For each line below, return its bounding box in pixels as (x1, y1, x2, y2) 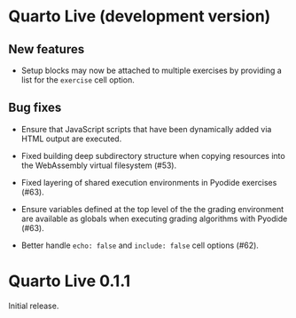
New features (8, 42, 85, 57)
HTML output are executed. (20, 133, 122, 144)
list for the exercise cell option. (20, 75, 135, 85)
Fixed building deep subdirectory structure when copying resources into (20, 150, 285, 161)
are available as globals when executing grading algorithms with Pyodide (20, 213, 288, 224)
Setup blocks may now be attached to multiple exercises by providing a (20, 65, 283, 76)
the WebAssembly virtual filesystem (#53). (20, 160, 177, 171)
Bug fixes (8, 100, 62, 115)
